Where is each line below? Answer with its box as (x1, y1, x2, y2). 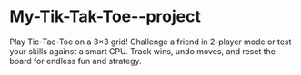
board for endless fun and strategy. (9, 55, 143, 66)
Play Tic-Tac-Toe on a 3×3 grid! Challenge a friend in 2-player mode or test (9, 36, 292, 47)
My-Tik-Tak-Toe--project (9, 6, 202, 27)
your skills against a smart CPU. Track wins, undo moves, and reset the (9, 45, 276, 56)
